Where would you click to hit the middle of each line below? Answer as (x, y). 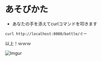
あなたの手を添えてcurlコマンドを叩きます (55, 24)
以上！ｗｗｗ (18, 43)
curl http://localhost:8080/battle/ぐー (46, 34)
